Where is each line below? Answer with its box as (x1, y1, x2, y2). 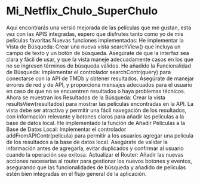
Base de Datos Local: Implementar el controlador (6, 126, 127, 133)
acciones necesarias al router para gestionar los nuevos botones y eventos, (6, 157, 192, 164)
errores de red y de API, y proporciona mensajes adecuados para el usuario (6, 81, 193, 88)
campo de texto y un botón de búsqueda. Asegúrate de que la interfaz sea (6, 49, 189, 56)
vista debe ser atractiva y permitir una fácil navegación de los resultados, (6, 106, 187, 114)
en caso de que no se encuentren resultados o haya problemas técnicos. (6, 87, 186, 94)
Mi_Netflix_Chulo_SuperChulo (6, 4, 158, 18)
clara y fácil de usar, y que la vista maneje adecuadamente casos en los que (6, 56, 194, 63)
